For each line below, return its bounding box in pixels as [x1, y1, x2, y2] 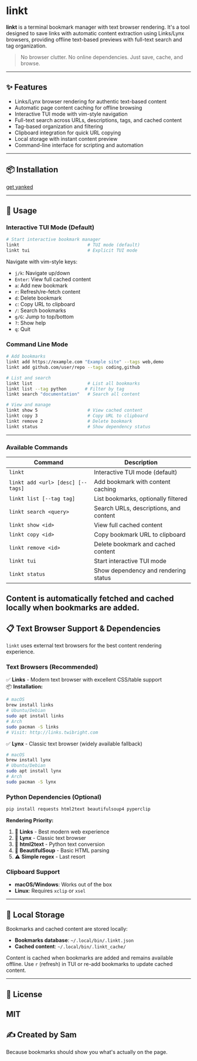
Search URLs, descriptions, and [93, 504, 181, 512]
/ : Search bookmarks [14, 307, 66, 314]
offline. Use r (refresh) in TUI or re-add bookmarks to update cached [6, 961, 173, 968]
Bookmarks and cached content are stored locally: [6, 926, 128, 933]
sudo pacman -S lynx [6, 779, 57, 785]
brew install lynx [6, 757, 51, 763]
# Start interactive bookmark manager [6, 236, 101, 243]
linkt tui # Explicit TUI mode [6, 248, 138, 253]
